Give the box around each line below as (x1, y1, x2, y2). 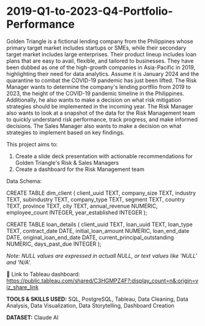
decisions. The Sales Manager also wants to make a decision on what (6, 122, 182, 129)
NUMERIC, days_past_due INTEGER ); (6, 240, 102, 248)
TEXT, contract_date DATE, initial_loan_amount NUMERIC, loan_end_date (6, 227, 190, 234)
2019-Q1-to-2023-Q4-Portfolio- (6, 4, 173, 18)
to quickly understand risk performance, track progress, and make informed (6, 115, 198, 123)
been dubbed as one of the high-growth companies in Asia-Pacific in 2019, (6, 63, 196, 71)
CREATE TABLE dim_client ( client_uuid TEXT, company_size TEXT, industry (6, 189, 196, 197)
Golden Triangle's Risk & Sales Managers (15, 159, 119, 166)
